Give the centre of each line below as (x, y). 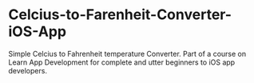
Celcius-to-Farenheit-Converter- (120, 15)
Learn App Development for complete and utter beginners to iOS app (122, 62)
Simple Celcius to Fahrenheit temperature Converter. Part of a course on (127, 53)
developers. (28, 70)
